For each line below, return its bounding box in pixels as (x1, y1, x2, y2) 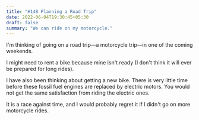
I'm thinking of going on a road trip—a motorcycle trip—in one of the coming (6, 41, 193, 48)
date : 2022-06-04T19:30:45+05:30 (6, 14, 89, 20)
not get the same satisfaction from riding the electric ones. (6, 89, 150, 96)
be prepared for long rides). (6, 66, 74, 73)
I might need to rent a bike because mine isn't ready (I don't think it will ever (6, 59, 192, 66)
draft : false (6, 20, 39, 25)
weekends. (6, 48, 33, 55)
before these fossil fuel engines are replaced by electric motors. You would (6, 83, 190, 90)
